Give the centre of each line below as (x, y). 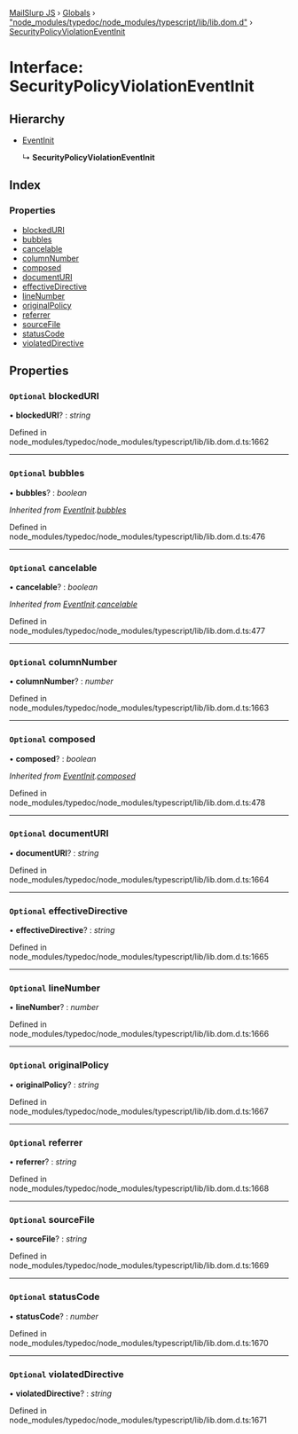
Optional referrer (46, 1142)
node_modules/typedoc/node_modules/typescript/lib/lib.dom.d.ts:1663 (139, 708)
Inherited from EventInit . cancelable (74, 604)
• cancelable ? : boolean (54, 587)
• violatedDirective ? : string (61, 1393)
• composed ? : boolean (53, 758)
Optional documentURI (59, 834)
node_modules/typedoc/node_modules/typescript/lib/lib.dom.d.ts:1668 (139, 1188)
